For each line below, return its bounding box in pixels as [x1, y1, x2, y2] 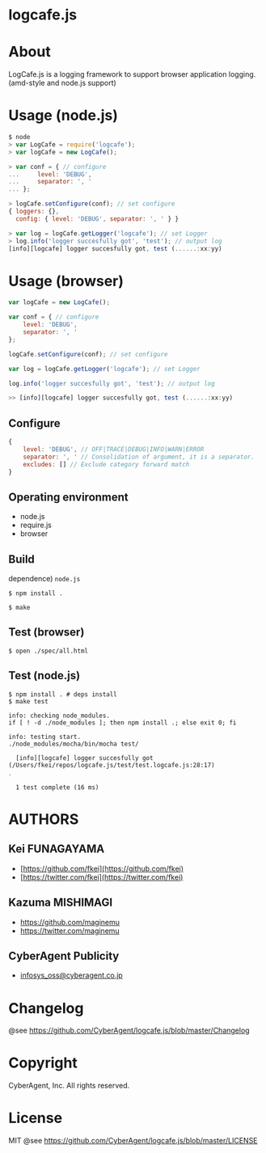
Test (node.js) [8, 669, 81, 682]
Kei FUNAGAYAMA [8, 843, 105, 856]
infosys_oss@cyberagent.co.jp [19, 970, 123, 980]
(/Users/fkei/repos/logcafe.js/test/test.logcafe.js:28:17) [8, 761, 216, 769]
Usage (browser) [8, 272, 124, 290]
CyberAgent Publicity [8, 948, 120, 963]
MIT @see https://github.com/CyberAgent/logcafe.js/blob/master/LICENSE [8, 1136, 258, 1146]
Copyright [8, 1054, 78, 1072]
